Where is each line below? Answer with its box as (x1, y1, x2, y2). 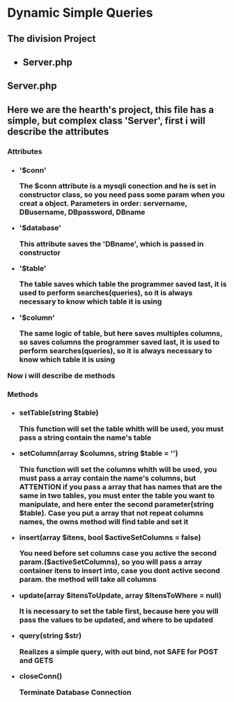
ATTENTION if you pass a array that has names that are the (19, 481, 223, 491)
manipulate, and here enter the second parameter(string (19, 499, 214, 509)
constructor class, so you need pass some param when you (19, 190, 225, 200)
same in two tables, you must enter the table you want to (19, 491, 215, 500)
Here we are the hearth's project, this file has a (7, 103, 214, 116)
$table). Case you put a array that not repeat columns (19, 508, 204, 518)
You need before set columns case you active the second (19, 548, 217, 558)
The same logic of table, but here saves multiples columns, (19, 329, 223, 338)
